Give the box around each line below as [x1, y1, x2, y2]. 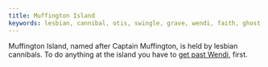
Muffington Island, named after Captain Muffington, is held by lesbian [8, 41, 238, 50]
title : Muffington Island [8, 11, 95, 20]
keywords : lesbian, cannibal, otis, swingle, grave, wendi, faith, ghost [8, 19, 262, 27]
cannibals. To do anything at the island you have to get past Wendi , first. [8, 49, 248, 59]
